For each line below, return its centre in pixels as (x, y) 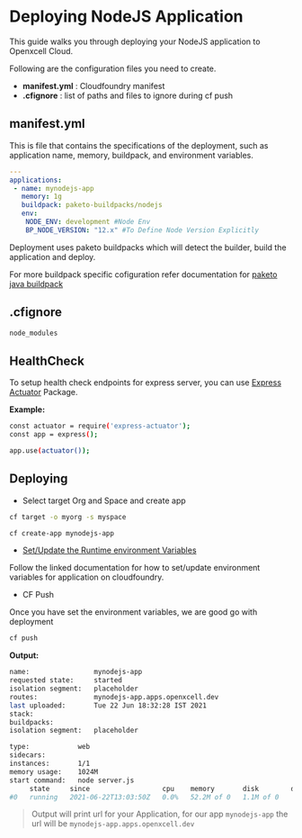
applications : (36, 180)
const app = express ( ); (54, 435)
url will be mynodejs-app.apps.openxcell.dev (113, 824)
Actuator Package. (44, 392)
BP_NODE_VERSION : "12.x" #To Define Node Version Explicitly (142, 230)
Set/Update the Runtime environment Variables (109, 550)
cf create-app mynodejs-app (62, 533)
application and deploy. (53, 257)
